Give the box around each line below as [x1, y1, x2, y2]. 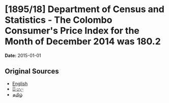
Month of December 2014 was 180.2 [5, 36, 161, 47]
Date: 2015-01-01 [5, 52, 41, 59]
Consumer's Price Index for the [5, 25, 139, 36]
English [12, 80, 28, 86]
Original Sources [5, 67, 59, 76]
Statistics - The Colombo [5, 14, 112, 26]
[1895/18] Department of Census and [5, 4, 165, 15]
